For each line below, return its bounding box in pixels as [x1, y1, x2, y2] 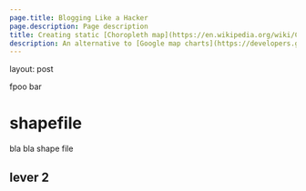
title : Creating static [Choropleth [9, 30, 148, 39]
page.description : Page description [9, 22, 148, 31]
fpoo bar [9, 81, 43, 92]
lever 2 [9, 169, 50, 185]
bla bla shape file [9, 143, 74, 155]
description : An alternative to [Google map [9, 38, 181, 48]
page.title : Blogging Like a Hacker [9, 13, 148, 23]
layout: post [9, 64, 54, 75]
